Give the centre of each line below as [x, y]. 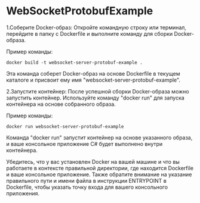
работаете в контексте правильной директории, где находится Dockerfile [100, 168]
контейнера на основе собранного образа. [61, 104]
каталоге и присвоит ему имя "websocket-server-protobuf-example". [93, 80]
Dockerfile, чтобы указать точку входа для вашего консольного [87, 187]
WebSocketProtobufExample [80, 11]
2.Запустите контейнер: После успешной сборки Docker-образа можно [98, 91]
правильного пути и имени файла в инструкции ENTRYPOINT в [87, 180]
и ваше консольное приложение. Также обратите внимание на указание [99, 174]
